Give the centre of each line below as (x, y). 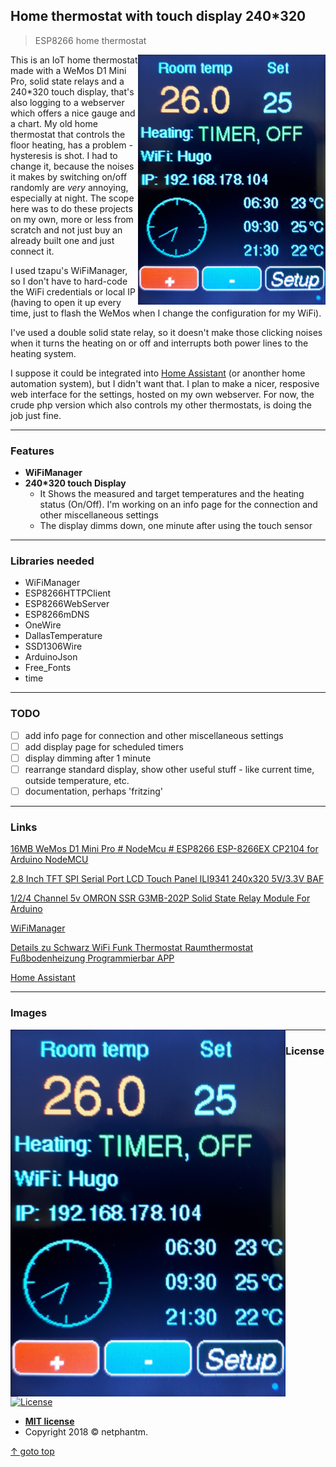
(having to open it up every (66, 302)
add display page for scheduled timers (104, 746)
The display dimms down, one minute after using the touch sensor (176, 526)
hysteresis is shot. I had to (64, 155)
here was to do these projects (71, 208)
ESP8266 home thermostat (90, 40)
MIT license (49, 1421)
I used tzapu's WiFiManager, (69, 270)
